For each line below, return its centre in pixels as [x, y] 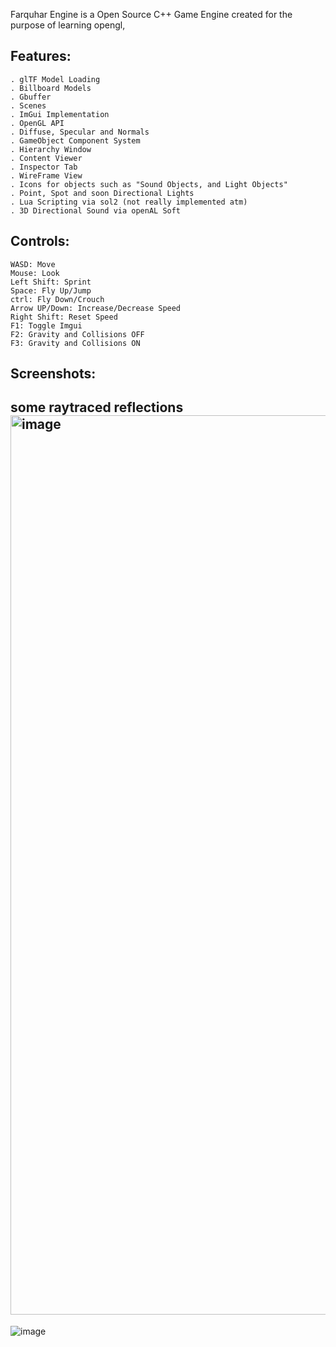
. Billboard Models [51, 88]
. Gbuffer [31, 97]
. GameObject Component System [75, 140]
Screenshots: [53, 374]
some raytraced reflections [97, 407]
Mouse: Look [35, 273]
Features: [41, 56]
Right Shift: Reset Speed [64, 317]
